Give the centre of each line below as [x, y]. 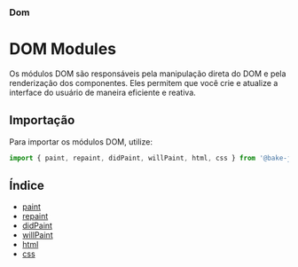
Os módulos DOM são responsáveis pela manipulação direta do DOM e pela [148, 74]
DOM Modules [63, 49]
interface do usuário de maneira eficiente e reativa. [103, 92]
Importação [42, 120]
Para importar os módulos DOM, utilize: [81, 141]
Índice [27, 185]
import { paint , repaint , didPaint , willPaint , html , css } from [132, 158]
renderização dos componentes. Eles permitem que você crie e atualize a [144, 82]
